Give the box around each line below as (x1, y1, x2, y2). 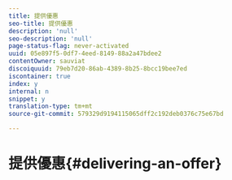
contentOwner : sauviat (8, 58, 85, 66)
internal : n (8, 87, 49, 96)
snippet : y (8, 95, 46, 103)
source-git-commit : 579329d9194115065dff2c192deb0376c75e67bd (8, 110, 224, 118)
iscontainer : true (8, 72, 71, 80)
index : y (8, 79, 38, 88)
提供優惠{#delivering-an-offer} (8, 155, 222, 173)
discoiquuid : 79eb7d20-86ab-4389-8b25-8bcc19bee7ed (8, 65, 187, 73)
